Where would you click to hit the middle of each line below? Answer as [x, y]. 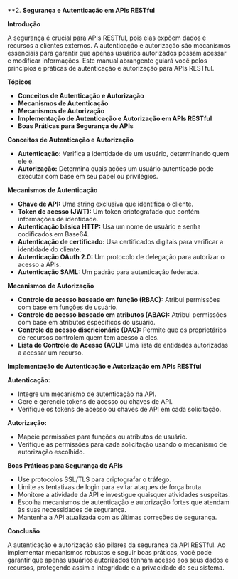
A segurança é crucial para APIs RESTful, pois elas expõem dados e [107, 38]
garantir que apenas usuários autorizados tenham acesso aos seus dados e [118, 560]
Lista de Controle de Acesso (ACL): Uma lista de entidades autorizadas [123, 345]
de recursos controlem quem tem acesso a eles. [88, 337]
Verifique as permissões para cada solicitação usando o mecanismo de [122, 444]
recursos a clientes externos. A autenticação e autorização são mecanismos [119, 45]
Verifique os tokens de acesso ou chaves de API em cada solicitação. [119, 409]
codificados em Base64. [53, 234]
